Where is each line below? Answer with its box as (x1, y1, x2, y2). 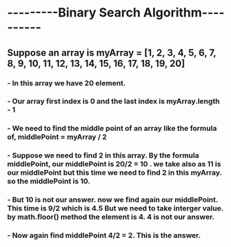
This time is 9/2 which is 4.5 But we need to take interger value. (7, 204, 224, 213)
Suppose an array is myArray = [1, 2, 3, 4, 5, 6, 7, (7, 47, 217, 58)
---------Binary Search (7, 5, 141, 21)
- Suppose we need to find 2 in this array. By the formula (7, 151, 199, 160)
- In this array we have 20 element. (7, 78, 126, 87)
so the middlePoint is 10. (7, 177, 91, 186)
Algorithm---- (143, 5, 225, 21)
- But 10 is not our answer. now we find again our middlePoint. (7, 195, 219, 204)
